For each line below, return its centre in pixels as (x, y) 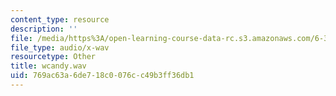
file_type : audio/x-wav (60, 47)
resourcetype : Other (53, 57)
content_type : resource (60, 19)
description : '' (44, 29)
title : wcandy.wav (48, 66)
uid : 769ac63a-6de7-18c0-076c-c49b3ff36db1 (102, 76)
